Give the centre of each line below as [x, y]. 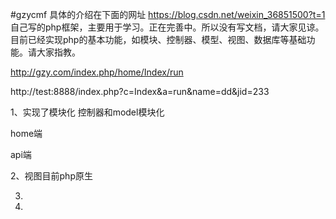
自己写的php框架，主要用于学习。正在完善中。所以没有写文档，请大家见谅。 [167, 27]
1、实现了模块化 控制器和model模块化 [87, 112]
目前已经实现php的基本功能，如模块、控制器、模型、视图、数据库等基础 [158, 39]
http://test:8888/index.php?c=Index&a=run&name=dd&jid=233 [140, 91]
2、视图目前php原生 [51, 176]
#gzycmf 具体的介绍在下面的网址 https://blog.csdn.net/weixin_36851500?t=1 [168, 14]
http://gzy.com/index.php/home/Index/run [97, 72]
